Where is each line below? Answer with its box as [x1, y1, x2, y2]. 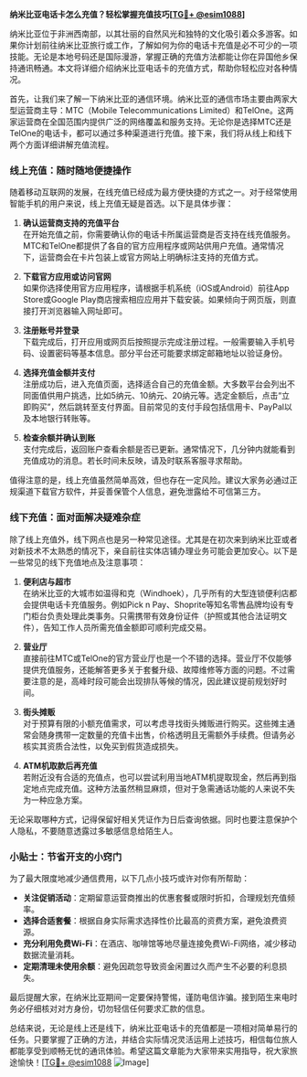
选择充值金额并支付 [22, 368, 96, 379]
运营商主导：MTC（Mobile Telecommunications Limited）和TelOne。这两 [16, 105, 294, 115]
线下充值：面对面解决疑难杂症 [9, 511, 142, 524]
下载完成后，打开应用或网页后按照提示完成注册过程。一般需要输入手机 [22, 336, 288, 347]
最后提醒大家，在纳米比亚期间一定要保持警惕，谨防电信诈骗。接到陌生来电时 [9, 991, 298, 1002]
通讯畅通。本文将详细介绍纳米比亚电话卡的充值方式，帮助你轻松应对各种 [16, 63, 290, 73]
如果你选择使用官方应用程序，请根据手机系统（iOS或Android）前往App [22, 283, 290, 293]
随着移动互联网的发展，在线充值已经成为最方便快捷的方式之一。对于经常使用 [9, 187, 298, 197]
